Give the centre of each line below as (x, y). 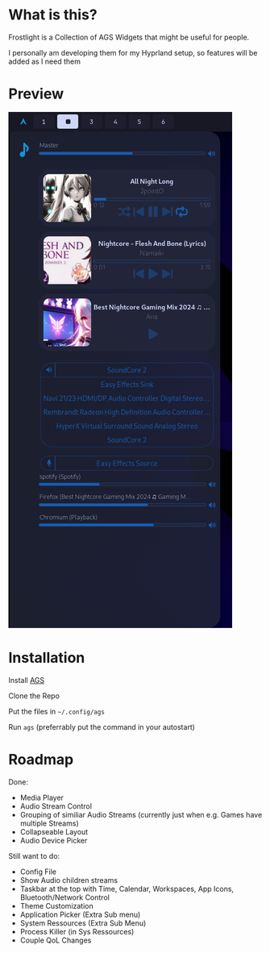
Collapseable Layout (54, 831)
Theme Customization (57, 905)
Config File (38, 872)
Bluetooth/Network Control (65, 897)
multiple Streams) (49, 823)
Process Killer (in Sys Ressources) (77, 931)
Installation (47, 658)
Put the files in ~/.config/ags (56, 711)
